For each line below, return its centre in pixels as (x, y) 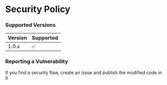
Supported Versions (30, 25)
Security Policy (38, 9)
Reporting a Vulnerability (37, 61)
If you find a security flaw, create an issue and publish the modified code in (83, 72)
